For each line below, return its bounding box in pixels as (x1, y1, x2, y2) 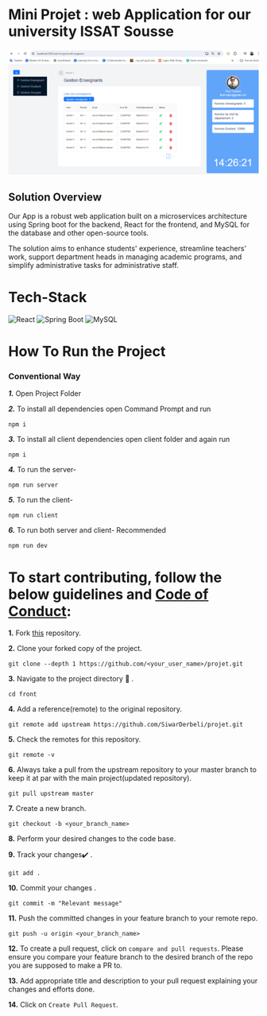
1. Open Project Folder (8, 389, 82, 398)
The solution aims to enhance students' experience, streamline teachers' (8, 243, 247, 253)
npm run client (8, 511, 59, 520)
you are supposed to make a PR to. (8, 960, 123, 971)
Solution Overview (8, 190, 102, 204)
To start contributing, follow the (8, 568, 222, 586)
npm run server (8, 481, 59, 490)
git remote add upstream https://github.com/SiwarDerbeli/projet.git (8, 721, 244, 729)
